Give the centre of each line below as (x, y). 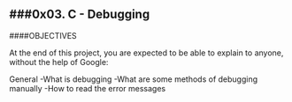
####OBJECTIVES (43, 35)
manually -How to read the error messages (88, 88)
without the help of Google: (59, 62)
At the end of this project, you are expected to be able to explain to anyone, (146, 53)
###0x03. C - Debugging (80, 15)
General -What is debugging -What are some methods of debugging (134, 79)
